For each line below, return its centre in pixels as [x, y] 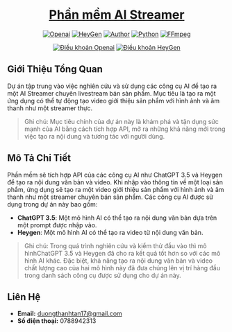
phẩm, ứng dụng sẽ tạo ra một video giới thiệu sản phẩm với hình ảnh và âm [116, 189]
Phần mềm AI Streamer [117, 15]
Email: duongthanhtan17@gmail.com [70, 314]
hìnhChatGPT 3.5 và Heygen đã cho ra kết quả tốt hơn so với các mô [122, 253]
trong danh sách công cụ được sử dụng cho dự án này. [103, 275]
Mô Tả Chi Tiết [39, 158]
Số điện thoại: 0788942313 [57, 321]
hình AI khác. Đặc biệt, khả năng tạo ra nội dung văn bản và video [118, 261]
